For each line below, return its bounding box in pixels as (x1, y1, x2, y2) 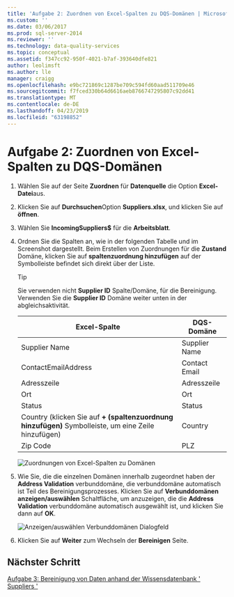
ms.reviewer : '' (7, 36, 54, 43)
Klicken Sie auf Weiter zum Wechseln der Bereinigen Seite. (17, 536, 189, 544)
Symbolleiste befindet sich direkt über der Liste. (17, 259, 155, 268)
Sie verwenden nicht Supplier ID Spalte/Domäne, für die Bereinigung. (17, 286, 217, 295)
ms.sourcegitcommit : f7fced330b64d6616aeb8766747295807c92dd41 (7, 88, 195, 95)
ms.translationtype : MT (7, 95, 77, 102)
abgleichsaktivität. (17, 301, 70, 309)
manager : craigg (7, 75, 54, 82)
